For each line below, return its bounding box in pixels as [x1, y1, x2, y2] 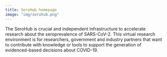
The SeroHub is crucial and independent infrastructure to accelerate [5, 25, 146, 31]
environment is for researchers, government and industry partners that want [5, 36, 162, 42]
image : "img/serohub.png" [5, 12, 59, 17]
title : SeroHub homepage [5, 7, 57, 12]
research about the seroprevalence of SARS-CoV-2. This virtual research [5, 31, 155, 37]
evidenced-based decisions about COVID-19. [5, 47, 98, 53]
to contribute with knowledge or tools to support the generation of [5, 41, 141, 47]
